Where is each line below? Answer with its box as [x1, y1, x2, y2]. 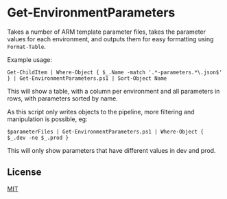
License [7, 167, 42, 178]
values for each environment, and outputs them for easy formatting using [7, 34, 214, 43]
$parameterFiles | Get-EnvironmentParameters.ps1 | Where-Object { [7, 128, 204, 135]
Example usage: [7, 55, 53, 63]
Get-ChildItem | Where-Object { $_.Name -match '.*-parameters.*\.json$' [7, 69, 223, 76]
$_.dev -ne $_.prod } [7, 134, 69, 141]
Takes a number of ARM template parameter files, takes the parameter [7, 28, 206, 36]
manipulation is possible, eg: [7, 115, 88, 123]
